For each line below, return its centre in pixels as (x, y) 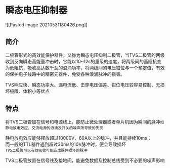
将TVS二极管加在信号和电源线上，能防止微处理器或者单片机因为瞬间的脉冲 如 (85, 121)
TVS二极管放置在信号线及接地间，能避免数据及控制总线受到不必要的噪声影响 (85, 160)
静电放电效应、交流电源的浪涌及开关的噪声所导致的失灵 (54, 128)
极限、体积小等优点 (29, 91)
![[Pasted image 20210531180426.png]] (46, 25)
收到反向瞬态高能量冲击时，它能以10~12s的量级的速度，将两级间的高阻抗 (81, 61)
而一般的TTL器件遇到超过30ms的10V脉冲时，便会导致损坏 (66, 144)
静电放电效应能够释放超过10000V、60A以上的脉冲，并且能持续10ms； (78, 138)
